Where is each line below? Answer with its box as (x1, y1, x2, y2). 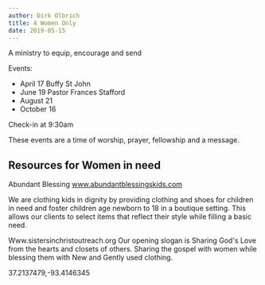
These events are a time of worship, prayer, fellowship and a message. (8, 135, 240, 145)
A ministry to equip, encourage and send (8, 49, 142, 58)
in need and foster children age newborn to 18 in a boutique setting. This (8, 204, 247, 213)
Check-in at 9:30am (8, 120, 74, 130)
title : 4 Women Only (8, 19, 77, 27)
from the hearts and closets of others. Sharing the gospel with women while (8, 244, 257, 254)
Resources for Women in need (8, 158, 162, 172)
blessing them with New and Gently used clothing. (8, 252, 173, 263)
